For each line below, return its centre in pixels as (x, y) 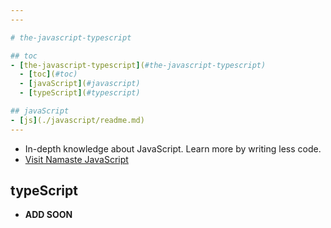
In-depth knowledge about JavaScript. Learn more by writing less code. (173, 148)
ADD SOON (48, 215)
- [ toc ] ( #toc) (48, 74)
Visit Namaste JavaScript (76, 159)
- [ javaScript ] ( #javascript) (80, 84)
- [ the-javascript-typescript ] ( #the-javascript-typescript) (138, 65)
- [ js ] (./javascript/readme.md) (77, 120)
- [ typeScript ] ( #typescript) (80, 93)
